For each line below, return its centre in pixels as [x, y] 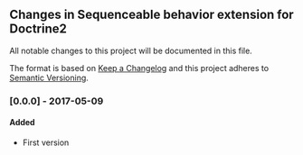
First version [46, 142]
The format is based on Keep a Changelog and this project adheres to [139, 68]
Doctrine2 [38, 29]
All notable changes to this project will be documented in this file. [131, 50]
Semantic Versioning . [49, 77]
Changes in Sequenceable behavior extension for [151, 15]
